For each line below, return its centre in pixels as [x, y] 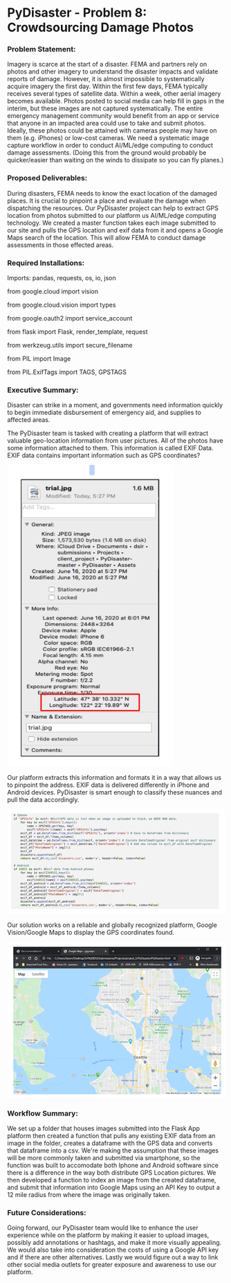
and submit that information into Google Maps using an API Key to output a [113, 1187]
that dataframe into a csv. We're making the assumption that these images [113, 1150]
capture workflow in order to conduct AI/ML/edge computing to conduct [110, 145]
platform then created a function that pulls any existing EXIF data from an [111, 1135]
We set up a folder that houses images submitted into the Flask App [104, 1128]
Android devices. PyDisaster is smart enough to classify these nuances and [115, 792]
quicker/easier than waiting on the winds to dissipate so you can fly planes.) [115, 160]
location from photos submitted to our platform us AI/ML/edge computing [112, 215]
